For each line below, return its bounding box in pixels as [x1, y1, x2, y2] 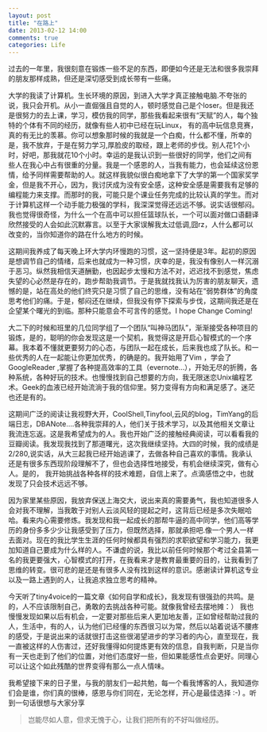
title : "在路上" [8, 19, 59, 27]
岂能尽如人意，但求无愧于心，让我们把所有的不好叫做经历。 [27, 715, 223, 725]
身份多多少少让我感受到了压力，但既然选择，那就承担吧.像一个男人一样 [21, 526, 254, 535]
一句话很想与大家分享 [14, 698, 85, 707]
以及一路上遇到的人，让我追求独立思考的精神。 [8, 575, 161, 584]
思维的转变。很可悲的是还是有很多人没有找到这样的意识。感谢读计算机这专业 [8, 565, 259, 575]
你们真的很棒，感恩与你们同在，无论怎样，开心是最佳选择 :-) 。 [42, 688, 250, 698]
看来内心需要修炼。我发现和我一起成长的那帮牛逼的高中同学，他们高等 [21, 515, 252, 525]
